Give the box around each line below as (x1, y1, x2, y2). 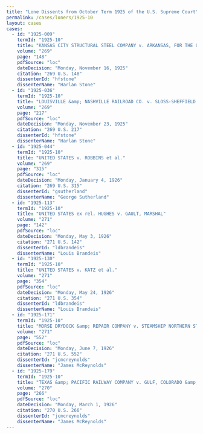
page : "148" (17, 54, 47, 60)
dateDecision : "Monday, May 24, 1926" (17, 289, 115, 296)
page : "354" (17, 278, 47, 284)
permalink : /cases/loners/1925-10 (6, 14, 94, 21)
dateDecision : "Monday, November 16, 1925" (17, 65, 129, 71)
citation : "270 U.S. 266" (17, 407, 83, 413)
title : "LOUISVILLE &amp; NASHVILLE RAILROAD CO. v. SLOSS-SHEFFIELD (17, 98, 196, 104)
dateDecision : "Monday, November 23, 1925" (17, 121, 129, 127)
